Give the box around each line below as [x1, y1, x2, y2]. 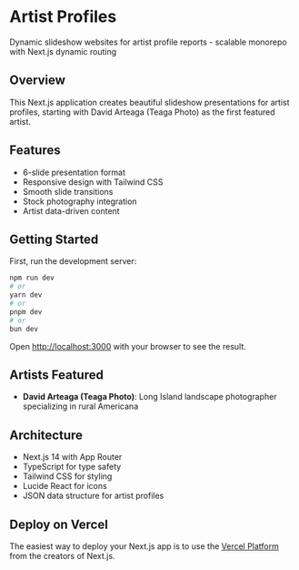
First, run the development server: [9, 256, 137, 267]
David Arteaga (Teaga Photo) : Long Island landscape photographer [22, 392, 277, 402]
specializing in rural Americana [22, 401, 139, 412]
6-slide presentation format [22, 167, 125, 178]
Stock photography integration [22, 196, 138, 207]
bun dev [9, 324, 39, 333]
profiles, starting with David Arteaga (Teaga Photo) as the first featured [9, 107, 275, 117]
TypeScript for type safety [22, 462, 122, 473]
